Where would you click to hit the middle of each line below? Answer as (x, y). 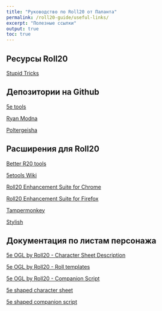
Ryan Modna (22, 118)
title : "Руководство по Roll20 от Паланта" (62, 12)
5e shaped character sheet (40, 291)
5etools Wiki (22, 175)
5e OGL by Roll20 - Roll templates (48, 267)
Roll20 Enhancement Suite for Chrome (54, 187)
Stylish (15, 222)
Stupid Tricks (23, 73)
